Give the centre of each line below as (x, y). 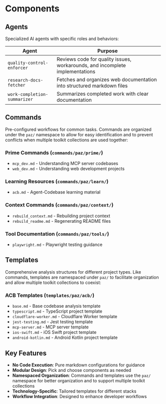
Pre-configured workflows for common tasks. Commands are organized (78, 129)
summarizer (20, 99)
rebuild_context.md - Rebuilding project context (61, 216)
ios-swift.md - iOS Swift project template (54, 332)
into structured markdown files (92, 86)
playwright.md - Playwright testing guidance (57, 244)
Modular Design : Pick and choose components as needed (72, 370)
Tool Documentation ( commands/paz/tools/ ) (57, 234)
